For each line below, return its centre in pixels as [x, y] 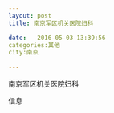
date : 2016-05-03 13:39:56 [57, 38]
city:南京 [23, 53]
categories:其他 [34, 45]
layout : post [30, 16]
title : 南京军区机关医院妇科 [51, 23]
